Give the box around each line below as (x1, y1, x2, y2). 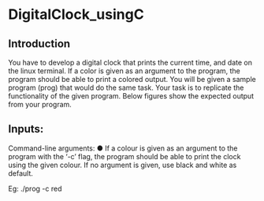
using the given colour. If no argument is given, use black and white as (8, 160, 237, 169)
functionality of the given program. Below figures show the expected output (8, 91, 255, 100)
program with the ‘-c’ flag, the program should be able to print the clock (8, 151, 241, 161)
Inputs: (8, 122, 44, 136)
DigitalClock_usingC (8, 6, 144, 24)
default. (8, 168, 34, 178)
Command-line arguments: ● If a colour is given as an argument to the (8, 143, 238, 153)
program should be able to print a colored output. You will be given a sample (8, 75, 256, 84)
